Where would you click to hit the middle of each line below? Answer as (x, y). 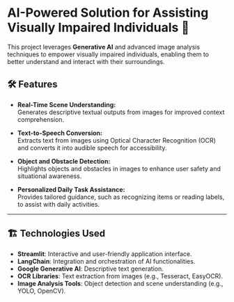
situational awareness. (49, 176)
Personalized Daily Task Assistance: (71, 189)
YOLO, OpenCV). (41, 291)
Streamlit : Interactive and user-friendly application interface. (104, 254)
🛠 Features (32, 85)
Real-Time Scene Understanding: (67, 104)
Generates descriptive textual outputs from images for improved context (121, 112)
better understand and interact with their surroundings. (86, 61)
